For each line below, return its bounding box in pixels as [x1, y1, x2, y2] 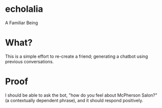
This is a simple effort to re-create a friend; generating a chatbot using [5, 53, 148, 59]
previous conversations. [5, 58, 54, 65]
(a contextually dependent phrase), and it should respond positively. [5, 97, 144, 103]
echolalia [5, 3, 43, 15]
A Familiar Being [5, 20, 38, 26]
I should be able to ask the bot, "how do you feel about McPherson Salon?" [5, 92, 158, 98]
